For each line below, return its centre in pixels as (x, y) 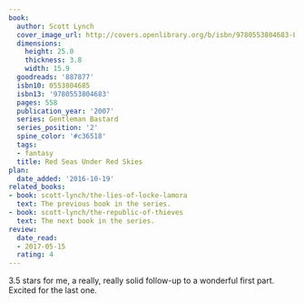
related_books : (37, 187)
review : (23, 229)
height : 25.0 (49, 52)
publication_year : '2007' (66, 111)
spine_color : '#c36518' (61, 136)
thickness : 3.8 (54, 60)
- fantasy (35, 153)
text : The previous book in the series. (94, 204)
